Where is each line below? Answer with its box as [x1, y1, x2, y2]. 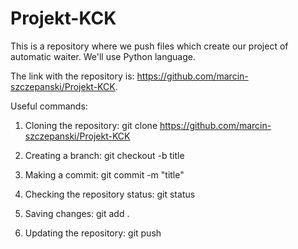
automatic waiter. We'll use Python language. [10, 50, 196, 62]
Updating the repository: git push [24, 227, 162, 239]
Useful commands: [10, 100, 88, 112]
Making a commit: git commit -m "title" [24, 168, 185, 181]
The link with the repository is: [10, 70, 135, 82]
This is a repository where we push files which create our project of [10, 40, 289, 52]
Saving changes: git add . [24, 207, 130, 219]
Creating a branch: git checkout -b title [24, 149, 185, 161]
